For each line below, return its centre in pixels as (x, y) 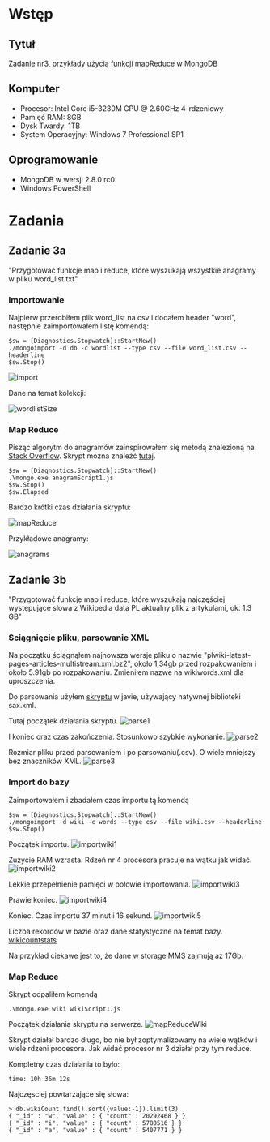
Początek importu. (39, 844)
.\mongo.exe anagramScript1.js (61, 478)
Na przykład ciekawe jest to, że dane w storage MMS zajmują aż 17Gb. (126, 955)
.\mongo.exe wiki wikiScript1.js (65, 1009)
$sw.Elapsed (28, 492)
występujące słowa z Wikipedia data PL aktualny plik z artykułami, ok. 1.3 (130, 608)
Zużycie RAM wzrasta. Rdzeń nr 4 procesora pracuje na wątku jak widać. (130, 860)
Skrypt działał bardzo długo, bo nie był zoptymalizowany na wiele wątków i (133, 1040)
